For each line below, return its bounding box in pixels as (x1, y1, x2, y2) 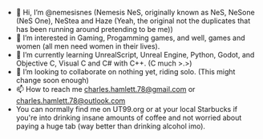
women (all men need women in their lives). (15, 42, 160, 51)
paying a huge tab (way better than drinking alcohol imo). (15, 121, 206, 131)
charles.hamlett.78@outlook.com (15, 96, 126, 105)
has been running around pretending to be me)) (15, 25, 174, 34)
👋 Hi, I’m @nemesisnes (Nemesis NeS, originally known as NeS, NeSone (15, 8, 255, 17)
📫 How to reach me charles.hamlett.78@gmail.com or (15, 85, 196, 93)
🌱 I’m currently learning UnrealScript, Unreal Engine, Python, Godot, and (15, 50, 255, 59)
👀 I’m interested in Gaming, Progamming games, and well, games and (15, 33, 246, 42)
